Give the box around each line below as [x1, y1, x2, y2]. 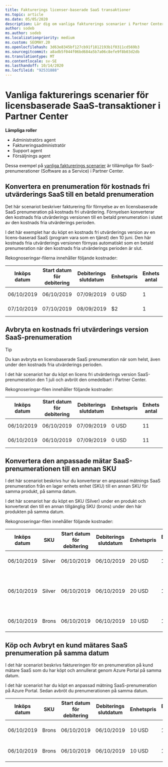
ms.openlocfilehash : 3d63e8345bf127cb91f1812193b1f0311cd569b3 [5, 45, 140, 50]
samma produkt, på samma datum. [5, 489, 77, 495]
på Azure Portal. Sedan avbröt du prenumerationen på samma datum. [5, 688, 148, 694]
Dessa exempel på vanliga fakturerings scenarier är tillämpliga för [5, 162, 140, 168]
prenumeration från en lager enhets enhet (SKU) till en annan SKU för [5, 483, 148, 489]
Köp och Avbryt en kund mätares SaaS [5, 641, 127, 649]
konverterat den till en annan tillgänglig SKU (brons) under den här [5, 504, 142, 510]
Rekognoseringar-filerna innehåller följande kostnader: [5, 255, 117, 261]
